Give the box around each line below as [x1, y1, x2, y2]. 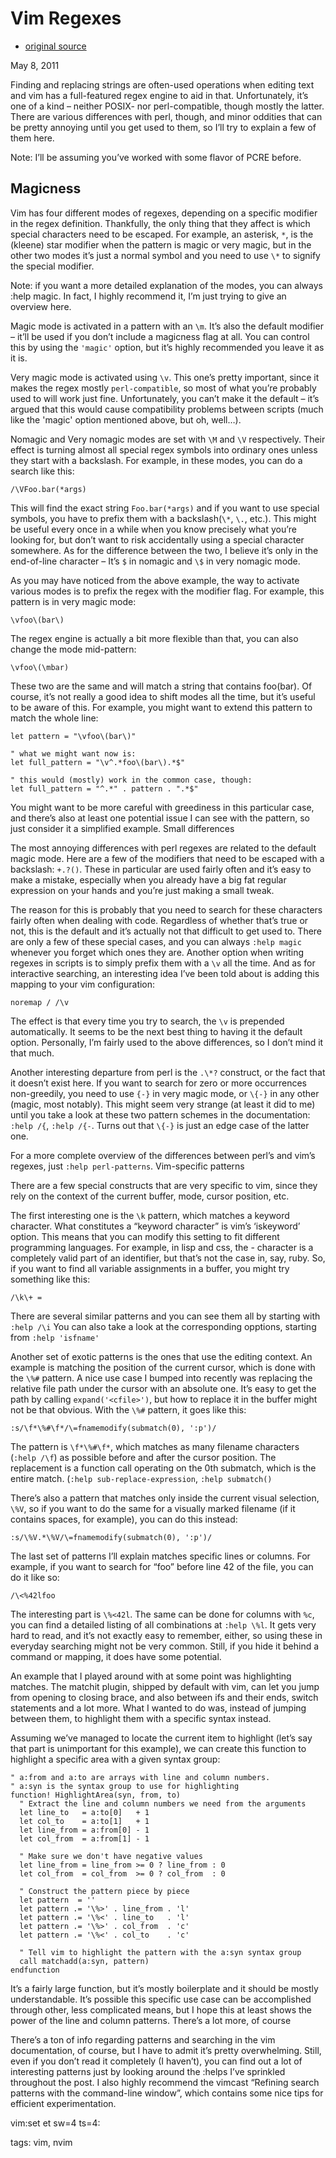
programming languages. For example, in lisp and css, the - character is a [10, 1241, 314, 1253]
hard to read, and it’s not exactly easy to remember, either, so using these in [10, 1629, 323, 1641]
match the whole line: [10, 712, 99, 724]
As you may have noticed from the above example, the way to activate [10, 574, 300, 586]
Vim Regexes [10, 7, 122, 30]
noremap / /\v [10, 997, 70, 1007]
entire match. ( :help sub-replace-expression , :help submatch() [10, 1472, 273, 1484]
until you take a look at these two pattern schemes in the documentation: [10, 1108, 311, 1121]
